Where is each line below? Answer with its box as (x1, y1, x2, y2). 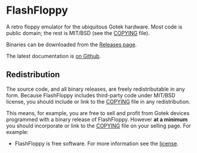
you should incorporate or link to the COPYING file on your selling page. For (6, 122, 192, 129)
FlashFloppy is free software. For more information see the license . (14, 140, 179, 147)
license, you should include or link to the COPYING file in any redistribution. (6, 98, 191, 105)
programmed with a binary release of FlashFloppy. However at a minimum (6, 116, 188, 123)
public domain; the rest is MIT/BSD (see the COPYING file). (6, 29, 150, 36)
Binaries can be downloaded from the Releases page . (6, 41, 137, 48)
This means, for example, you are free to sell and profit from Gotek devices (6, 109, 190, 116)
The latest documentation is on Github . (6, 52, 101, 59)
